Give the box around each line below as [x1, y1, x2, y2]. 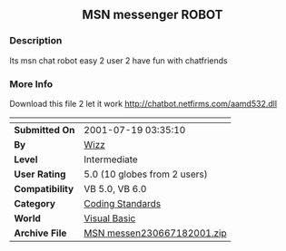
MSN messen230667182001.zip [84, 227, 227, 239]
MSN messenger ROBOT [82, 7, 223, 23]
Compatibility [14, 182, 74, 195]
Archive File [14, 227, 67, 239]
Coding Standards [84, 197, 162, 209]
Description [9, 34, 63, 47]
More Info [9, 77, 54, 90]
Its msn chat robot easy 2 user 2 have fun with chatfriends [9, 54, 229, 66]
